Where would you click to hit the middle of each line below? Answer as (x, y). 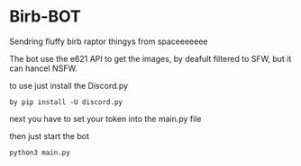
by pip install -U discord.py (66, 102)
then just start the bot (50, 135)
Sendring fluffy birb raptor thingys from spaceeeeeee (109, 41)
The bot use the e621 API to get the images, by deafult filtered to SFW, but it (150, 58)
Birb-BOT (45, 17)
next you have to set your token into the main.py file (105, 118)
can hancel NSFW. (44, 68)
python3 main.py (40, 153)
